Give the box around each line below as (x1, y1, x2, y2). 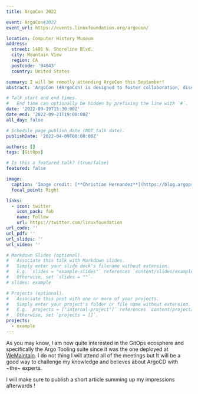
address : (6, 41, 28, 47)
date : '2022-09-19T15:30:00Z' (6, 106, 81, 112)
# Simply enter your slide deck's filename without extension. (6, 263, 170, 269)
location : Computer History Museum (6, 35, 94, 41)
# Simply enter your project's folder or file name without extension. (6, 301, 192, 307)
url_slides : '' (6, 236, 44, 242)
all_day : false (6, 117, 44, 123)
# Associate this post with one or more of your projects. (6, 295, 160, 301)
